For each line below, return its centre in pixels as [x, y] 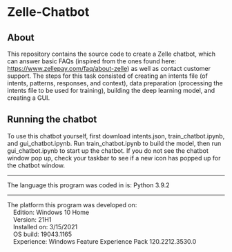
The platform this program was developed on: [72, 204]
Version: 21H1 [32, 219]
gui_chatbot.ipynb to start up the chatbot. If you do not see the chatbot [108, 150]
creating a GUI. [29, 98]
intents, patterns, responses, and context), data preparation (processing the [115, 83]
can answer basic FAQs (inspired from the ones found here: [92, 61]
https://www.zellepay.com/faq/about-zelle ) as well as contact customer [109, 69]
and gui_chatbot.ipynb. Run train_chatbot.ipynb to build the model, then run [114, 143]
